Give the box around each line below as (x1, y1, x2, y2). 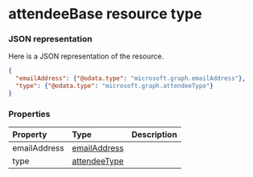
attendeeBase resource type (8, 5, 202, 23)
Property (12, 129, 47, 140)
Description (131, 129, 178, 140)
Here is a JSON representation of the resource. (8, 51, 165, 61)
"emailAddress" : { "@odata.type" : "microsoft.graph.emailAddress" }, (15, 74, 247, 82)
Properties (8, 108, 51, 119)
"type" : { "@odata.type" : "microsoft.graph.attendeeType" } (15, 82, 214, 91)
